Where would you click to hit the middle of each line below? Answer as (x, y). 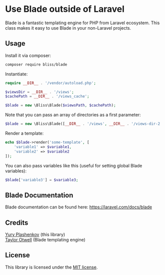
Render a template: (24, 133)
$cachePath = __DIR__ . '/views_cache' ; (47, 97)
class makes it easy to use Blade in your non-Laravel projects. (68, 28)
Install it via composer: (28, 55)
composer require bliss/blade (36, 64)
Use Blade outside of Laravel (65, 9)
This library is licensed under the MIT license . (51, 267)
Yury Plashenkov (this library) (35, 235)
